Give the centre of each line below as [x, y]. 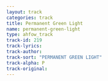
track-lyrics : [24, 46]
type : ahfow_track [30, 35]
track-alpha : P [26, 63]
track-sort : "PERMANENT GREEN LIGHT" [54, 57]
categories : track [30, 18]
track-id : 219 [24, 40]
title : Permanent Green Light [45, 23]
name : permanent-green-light [43, 29]
